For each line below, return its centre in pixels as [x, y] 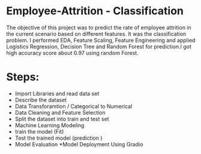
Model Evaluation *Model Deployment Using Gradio [79, 144]
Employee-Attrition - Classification [95, 11]
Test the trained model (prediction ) [59, 138]
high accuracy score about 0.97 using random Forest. [73, 53]
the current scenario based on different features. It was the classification [96, 33]
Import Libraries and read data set [57, 93]
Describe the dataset [41, 100]
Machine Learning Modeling [49, 125]
